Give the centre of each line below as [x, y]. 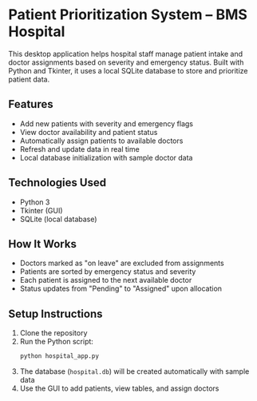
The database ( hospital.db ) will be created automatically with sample [134, 371]
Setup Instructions [55, 314]
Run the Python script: [57, 342]
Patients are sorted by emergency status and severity [108, 272]
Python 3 [35, 202]
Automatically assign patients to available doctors [101, 141]
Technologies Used [57, 183]
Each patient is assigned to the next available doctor [106, 280]
